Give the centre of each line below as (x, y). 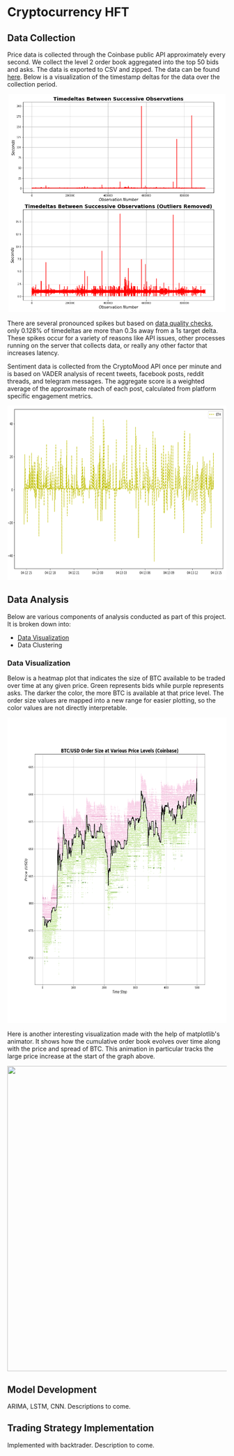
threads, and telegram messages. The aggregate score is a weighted (106, 381)
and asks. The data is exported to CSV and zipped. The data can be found (114, 69)
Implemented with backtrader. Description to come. (81, 1445)
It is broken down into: (39, 624)
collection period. (32, 84)
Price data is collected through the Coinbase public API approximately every (117, 54)
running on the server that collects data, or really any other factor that (107, 345)
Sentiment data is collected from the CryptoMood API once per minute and (114, 366)
